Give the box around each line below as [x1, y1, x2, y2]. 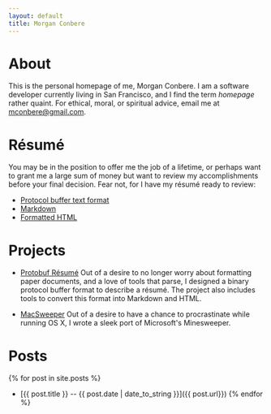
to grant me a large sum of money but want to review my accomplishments [8, 171, 259, 181]
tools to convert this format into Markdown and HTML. [19, 294, 202, 304]
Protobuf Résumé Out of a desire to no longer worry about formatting [19, 268, 252, 278]
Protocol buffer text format [19, 196, 110, 205]
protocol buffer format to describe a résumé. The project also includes [19, 285, 256, 295]
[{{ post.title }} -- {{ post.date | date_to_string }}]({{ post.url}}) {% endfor [19, 389, 264, 399]
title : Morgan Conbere [8, 19, 85, 28]
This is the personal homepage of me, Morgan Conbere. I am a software [8, 81, 250, 91]
